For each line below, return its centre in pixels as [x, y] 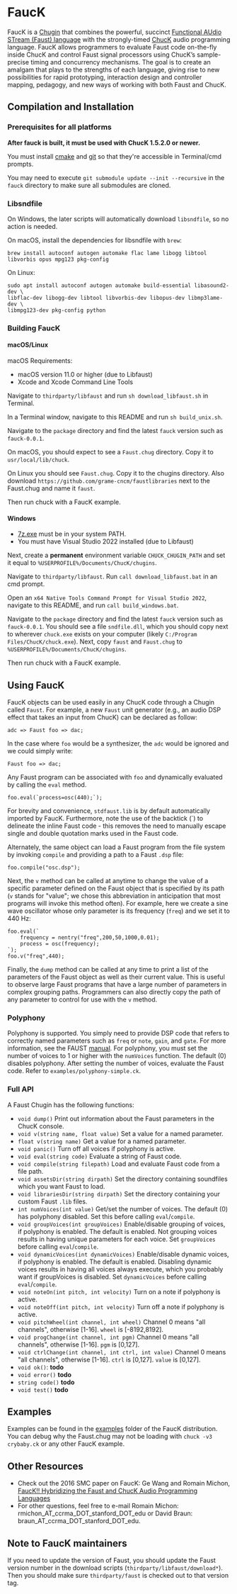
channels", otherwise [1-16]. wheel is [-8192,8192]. [91, 1329]
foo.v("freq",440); [36, 956]
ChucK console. [41, 1126]
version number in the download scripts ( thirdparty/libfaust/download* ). [115, 1568]
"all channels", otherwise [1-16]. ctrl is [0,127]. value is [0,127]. [109, 1359]
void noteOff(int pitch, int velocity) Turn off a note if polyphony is [121, 1307]
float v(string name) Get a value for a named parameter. [102, 1141]
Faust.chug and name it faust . [51, 488]
